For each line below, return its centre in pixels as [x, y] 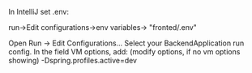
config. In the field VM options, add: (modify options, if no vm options [124, 52]
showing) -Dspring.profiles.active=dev [73, 60]
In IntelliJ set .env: [38, 12]
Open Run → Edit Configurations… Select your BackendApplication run [126, 43]
